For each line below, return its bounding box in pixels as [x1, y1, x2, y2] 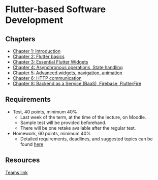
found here [20, 141, 44, 147]
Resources [5, 156, 40, 165]
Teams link [5, 169, 28, 175]
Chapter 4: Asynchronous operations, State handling [12, 65, 123, 70]
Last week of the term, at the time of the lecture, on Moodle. [20, 114, 146, 120]
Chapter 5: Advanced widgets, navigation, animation [12, 70, 123, 76]
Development [5, 14, 64, 26]
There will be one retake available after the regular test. [20, 125, 136, 131]
